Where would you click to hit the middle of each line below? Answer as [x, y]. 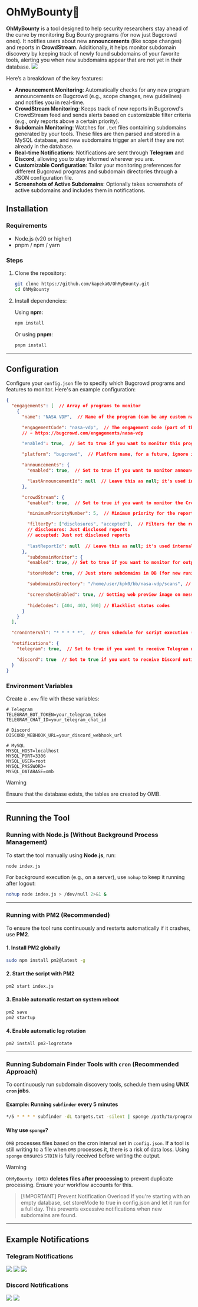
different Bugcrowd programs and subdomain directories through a [96, 171]
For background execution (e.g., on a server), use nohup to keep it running [95, 877]
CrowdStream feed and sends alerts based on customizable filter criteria [103, 115]
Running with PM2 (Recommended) [58, 915]
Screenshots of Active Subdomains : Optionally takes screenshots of [99, 184]
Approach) [22, 1071]
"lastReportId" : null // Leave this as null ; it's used [99, 546]
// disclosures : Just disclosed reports [77, 530]
